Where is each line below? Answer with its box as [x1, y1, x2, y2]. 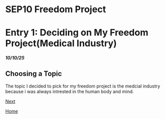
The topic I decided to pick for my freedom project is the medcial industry [5, 83, 160, 89]
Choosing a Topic [5, 70, 62, 78]
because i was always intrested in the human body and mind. [5, 88, 134, 95]
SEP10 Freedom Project [5, 4, 106, 15]
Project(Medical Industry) [5, 38, 117, 49]
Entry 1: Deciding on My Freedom [5, 27, 149, 39]
